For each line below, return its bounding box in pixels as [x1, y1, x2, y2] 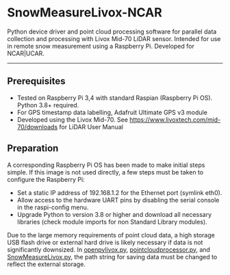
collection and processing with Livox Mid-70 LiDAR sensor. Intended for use [7, 34, 221, 42]
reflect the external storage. [7, 260, 86, 268]
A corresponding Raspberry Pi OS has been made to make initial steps [7, 161, 205, 169]
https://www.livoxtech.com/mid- [129, 115, 221, 124]
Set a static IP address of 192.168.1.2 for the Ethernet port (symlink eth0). [16, 188, 222, 196]
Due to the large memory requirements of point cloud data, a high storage [7, 231, 216, 239]
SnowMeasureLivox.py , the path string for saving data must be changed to [7, 252, 218, 261]
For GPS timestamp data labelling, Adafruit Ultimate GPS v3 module [16, 108, 207, 116]
